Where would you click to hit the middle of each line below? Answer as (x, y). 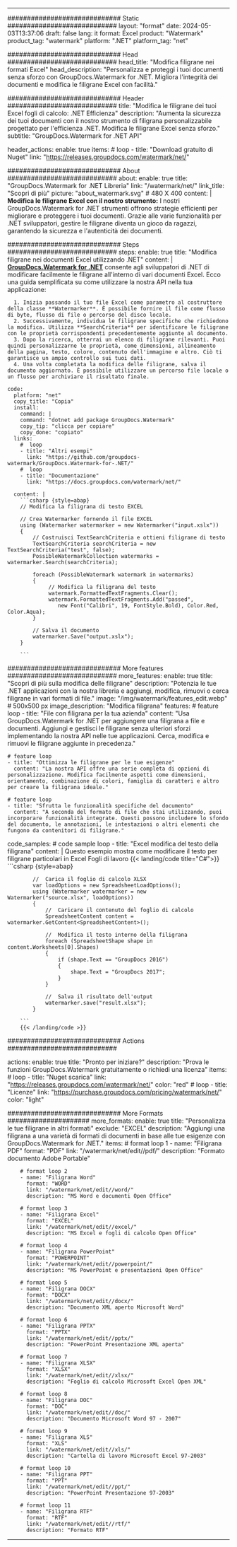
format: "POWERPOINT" (58, 1258)
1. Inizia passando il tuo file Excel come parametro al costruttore (118, 303)
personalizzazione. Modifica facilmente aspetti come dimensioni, (107, 775)
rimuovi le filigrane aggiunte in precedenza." (72, 743)
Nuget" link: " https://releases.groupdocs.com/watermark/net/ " (98, 157)
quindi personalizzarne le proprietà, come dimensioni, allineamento (112, 346)
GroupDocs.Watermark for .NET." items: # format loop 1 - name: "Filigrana (115, 1143)
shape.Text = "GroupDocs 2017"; (118, 972)
